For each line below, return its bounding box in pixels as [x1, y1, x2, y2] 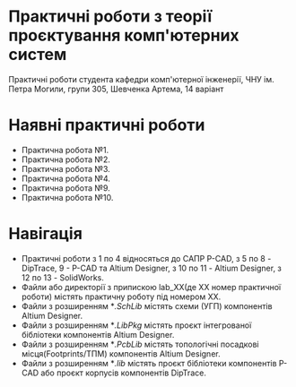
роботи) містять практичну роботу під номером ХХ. [21, 291, 222, 302]
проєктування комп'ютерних [8, 25, 239, 46]
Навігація [8, 224, 83, 244]
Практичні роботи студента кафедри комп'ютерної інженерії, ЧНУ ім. [8, 73, 274, 84]
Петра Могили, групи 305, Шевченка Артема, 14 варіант [8, 83, 224, 94]
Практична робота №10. [21, 192, 114, 202]
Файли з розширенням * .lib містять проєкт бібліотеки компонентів [21, 357, 277, 368]
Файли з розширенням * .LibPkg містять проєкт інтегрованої [21, 320, 252, 331]
